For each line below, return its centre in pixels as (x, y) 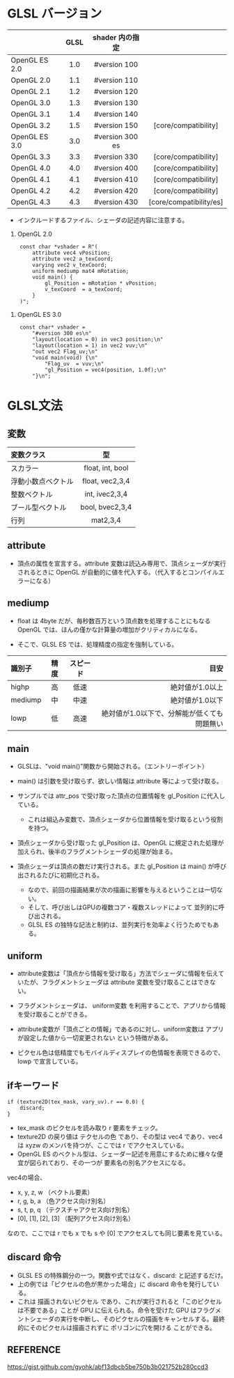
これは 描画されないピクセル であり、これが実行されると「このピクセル (119, 1301)
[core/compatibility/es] (186, 202)
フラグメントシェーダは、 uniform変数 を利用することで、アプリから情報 (122, 1005)
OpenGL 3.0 (31, 102)
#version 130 (116, 102)
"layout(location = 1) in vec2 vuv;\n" (90, 345)
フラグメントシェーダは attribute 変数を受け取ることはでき (126, 982)
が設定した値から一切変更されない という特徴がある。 (94, 1038)
